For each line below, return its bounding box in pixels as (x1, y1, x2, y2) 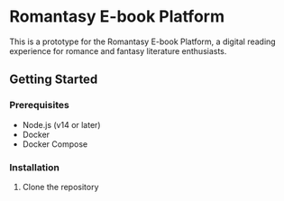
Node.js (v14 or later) (22, 119, 101, 130)
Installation (9, 160, 60, 173)
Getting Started (9, 72, 98, 87)
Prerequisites (9, 99, 69, 112)
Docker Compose (22, 138, 88, 150)
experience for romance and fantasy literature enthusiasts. (9, 45, 227, 56)
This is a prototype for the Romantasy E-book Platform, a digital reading (9, 36, 277, 47)
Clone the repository (22, 181, 99, 192)
